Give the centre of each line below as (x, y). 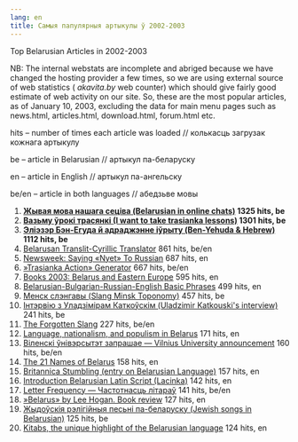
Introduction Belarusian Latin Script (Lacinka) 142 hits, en (127, 380)
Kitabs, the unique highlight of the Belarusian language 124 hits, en (145, 428)
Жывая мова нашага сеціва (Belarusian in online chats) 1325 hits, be (154, 210)
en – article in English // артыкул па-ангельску (96, 176)
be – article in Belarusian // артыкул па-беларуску (103, 159)
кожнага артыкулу (45, 142)
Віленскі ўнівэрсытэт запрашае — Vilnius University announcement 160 (156, 343)
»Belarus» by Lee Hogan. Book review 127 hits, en (114, 399)
